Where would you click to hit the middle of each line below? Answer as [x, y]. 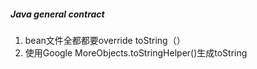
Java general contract [57, 14]
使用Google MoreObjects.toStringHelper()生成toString [136, 52]
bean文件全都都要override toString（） [105, 40]
